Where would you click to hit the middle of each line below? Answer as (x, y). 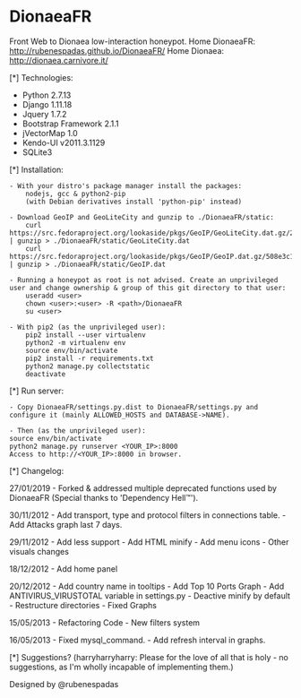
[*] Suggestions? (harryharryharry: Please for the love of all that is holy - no (149, 657)
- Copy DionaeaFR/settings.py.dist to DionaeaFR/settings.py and (133, 407)
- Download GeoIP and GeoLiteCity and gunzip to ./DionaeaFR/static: (142, 217)
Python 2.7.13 (47, 95)
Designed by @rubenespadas (64, 684)
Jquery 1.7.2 (44, 114)
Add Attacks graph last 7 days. (66, 524)
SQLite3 (37, 152)
